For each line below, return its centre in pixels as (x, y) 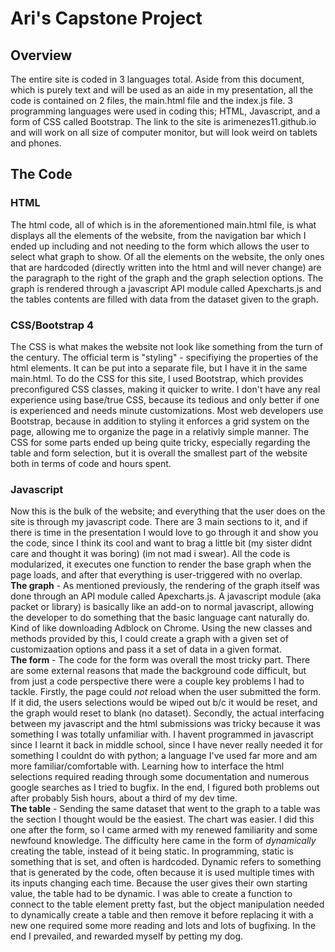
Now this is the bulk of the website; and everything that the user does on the (168, 511)
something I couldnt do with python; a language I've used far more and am (164, 756)
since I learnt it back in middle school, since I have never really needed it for (167, 745)
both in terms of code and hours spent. (91, 463)
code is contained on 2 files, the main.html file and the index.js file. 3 (151, 100)
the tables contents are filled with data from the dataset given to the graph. (164, 299)
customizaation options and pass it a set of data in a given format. (146, 649)
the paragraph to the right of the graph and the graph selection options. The (167, 278)
